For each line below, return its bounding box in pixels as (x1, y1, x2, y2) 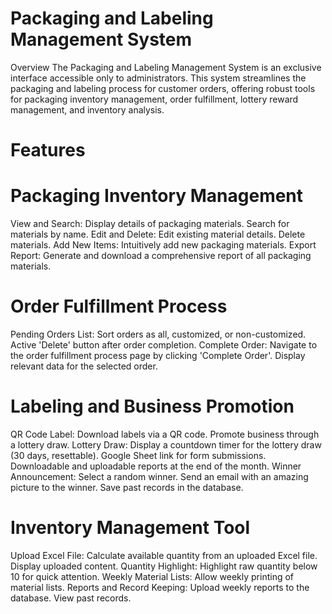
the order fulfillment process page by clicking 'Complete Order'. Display (10, 350, 306, 361)
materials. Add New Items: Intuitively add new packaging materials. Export (10, 239, 317, 251)
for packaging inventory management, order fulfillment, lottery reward (10, 93, 299, 105)
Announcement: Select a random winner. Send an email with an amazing (10, 470, 309, 482)
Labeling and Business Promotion (10, 395, 295, 418)
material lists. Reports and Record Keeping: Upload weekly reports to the (10, 581, 310, 593)
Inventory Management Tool (10, 517, 251, 539)
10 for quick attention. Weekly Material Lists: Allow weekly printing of (10, 570, 295, 582)
